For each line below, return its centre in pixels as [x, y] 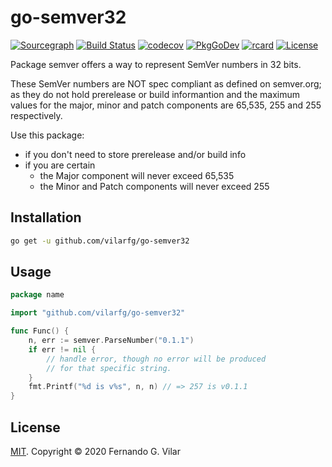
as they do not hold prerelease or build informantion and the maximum [155, 94]
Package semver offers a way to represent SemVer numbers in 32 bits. [156, 64]
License [35, 427]
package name [37, 295]
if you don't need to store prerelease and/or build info [135, 154]
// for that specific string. [109, 368]
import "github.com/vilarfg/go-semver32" [98, 313]
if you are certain [60, 165]
